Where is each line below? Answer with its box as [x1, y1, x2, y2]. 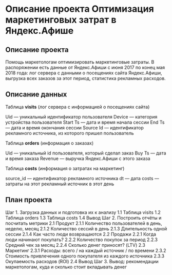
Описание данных [5, 90, 67, 99]
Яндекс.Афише [5, 25, 74, 36]
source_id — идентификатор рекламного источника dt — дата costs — [5, 175, 159, 181]
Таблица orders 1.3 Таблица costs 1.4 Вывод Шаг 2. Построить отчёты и [5, 214, 162, 221]
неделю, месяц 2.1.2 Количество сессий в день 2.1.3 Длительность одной [5, 225, 167, 231]
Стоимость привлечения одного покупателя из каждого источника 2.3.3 [5, 252, 165, 259]
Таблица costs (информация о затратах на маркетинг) [5, 165, 125, 171]
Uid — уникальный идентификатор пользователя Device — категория [5, 113, 158, 120]
